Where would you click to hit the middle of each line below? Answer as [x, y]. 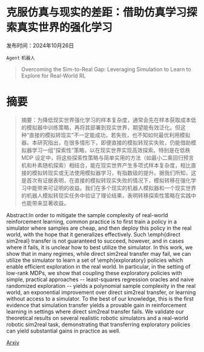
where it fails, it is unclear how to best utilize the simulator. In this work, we [100, 247]
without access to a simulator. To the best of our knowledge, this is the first [100, 298]
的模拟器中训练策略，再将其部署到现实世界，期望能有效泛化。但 [100, 127]
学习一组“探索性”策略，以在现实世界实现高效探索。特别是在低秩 [111, 150]
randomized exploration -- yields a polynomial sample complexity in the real [101, 285]
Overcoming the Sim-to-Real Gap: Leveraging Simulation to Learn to [106, 69]
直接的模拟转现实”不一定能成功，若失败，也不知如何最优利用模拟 [110, 135]
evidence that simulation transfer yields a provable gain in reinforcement [97, 305]
